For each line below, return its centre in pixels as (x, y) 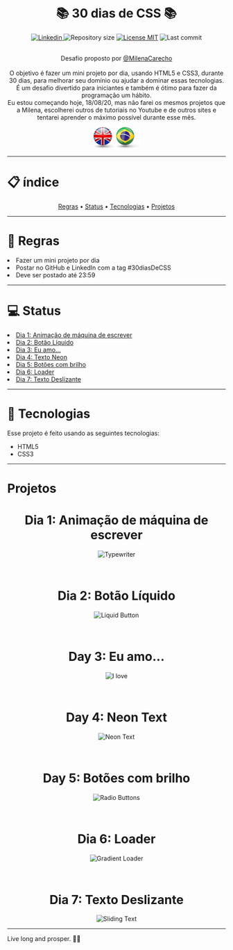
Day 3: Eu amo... (116, 656)
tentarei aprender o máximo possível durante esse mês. (116, 117)
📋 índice (33, 182)
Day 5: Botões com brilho (116, 778)
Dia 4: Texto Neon (42, 357)
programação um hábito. (116, 95)
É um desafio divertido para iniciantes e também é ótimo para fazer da (116, 88)
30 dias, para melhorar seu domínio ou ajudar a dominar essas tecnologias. (116, 80)
